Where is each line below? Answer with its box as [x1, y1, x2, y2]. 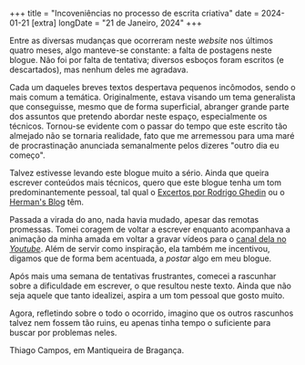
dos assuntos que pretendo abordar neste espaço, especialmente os [9, 111, 268, 121]
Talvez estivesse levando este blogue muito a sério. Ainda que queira [9, 168, 269, 178]
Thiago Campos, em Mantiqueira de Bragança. [9, 345, 185, 355]
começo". [9, 150, 46, 161]
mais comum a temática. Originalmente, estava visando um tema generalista [9, 91, 296, 102]
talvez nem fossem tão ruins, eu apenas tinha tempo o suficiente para [9, 318, 271, 328]
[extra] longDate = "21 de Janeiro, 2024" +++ [31, 17, 202, 28]
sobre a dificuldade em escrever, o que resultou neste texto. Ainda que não [9, 280, 291, 291]
